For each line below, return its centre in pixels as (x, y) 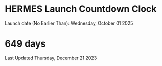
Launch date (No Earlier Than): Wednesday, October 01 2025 (69, 23)
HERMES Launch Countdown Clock (81, 9)
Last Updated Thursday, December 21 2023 (51, 58)
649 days (25, 44)
